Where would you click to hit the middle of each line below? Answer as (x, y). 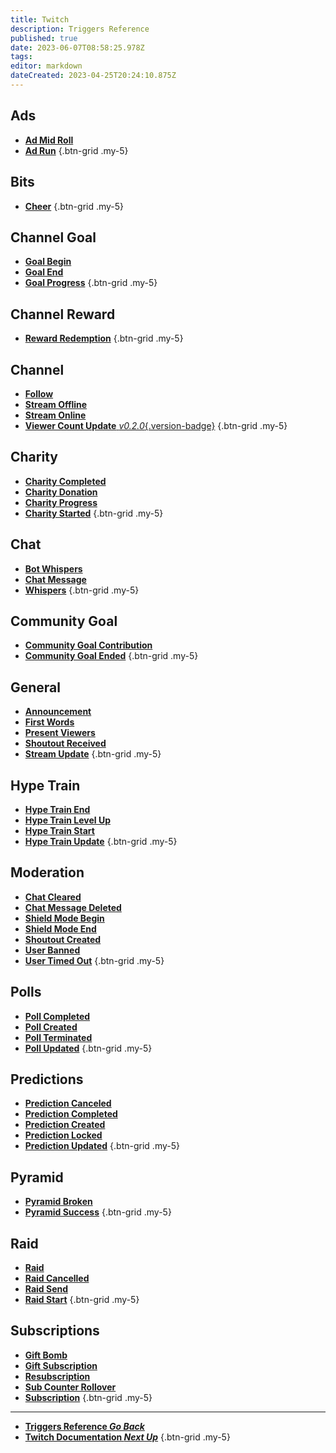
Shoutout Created (63, 939)
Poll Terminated (58, 1037)
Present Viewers (60, 733)
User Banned (52, 950)
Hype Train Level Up (67, 820)
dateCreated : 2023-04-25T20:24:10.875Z (93, 76)
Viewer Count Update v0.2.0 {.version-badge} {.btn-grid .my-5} (156, 425)
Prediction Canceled (68, 1103)
